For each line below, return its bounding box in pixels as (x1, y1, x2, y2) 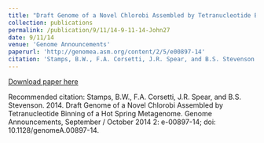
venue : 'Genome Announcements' (8, 41, 111, 49)
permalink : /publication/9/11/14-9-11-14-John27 (8, 26, 170, 34)
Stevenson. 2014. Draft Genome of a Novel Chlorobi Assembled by (8, 100, 224, 110)
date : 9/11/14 (8, 33, 55, 42)
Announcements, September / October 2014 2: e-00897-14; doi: (8, 117, 216, 126)
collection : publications (8, 19, 93, 27)
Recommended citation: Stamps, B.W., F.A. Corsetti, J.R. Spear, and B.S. (8, 92, 242, 101)
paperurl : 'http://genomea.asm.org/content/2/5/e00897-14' (8, 48, 206, 56)
